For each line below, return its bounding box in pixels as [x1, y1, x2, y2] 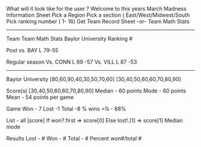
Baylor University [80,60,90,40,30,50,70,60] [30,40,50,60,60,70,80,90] [6, 76, 181, 83]
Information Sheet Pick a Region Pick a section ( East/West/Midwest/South [6, 11, 190, 19]
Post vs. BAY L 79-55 [6, 47, 59, 53]
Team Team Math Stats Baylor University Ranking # [6, 35, 133, 42]
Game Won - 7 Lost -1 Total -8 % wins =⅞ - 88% [6, 105, 127, 112]
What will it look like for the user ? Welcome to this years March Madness [6, 5, 187, 12]
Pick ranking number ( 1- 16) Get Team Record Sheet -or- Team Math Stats [6, 18, 190, 25]
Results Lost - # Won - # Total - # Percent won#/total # [6, 135, 142, 142]
